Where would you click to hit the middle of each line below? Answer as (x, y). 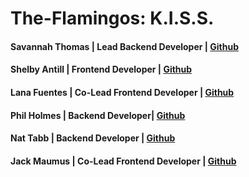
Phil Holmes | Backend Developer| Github (98, 115)
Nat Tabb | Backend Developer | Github (93, 138)
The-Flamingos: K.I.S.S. (112, 18)
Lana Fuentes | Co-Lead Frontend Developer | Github (122, 92)
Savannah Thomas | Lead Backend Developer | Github (125, 46)
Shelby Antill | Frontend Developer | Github (101, 69)
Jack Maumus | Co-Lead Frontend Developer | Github (123, 161)
